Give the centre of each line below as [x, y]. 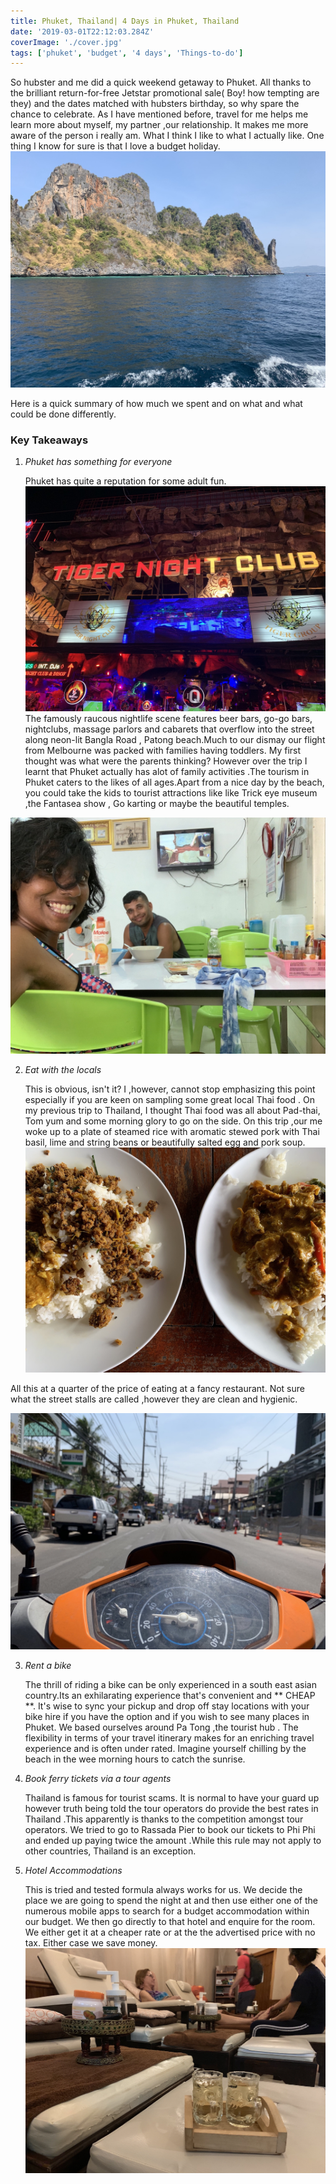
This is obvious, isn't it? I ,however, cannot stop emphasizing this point [170, 1089]
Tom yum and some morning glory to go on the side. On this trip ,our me [173, 1121]
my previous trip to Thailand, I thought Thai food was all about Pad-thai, [172, 1111]
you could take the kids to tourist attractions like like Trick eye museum [171, 793]
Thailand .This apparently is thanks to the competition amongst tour [164, 1819]
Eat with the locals [63, 1070]
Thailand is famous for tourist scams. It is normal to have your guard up [172, 1798]
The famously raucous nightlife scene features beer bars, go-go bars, [168, 719]
